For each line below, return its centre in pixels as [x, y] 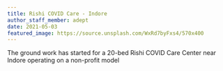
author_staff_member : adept [48, 20]
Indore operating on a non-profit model [63, 61]
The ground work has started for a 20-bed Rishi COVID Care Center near [112, 53]
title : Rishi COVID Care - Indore [57, 14]
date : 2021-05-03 [32, 26]
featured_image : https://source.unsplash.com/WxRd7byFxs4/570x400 [106, 33]
